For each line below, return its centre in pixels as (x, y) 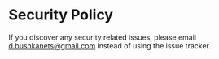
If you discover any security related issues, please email (103, 37)
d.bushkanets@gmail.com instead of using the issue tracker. (110, 45)
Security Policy (61, 15)
